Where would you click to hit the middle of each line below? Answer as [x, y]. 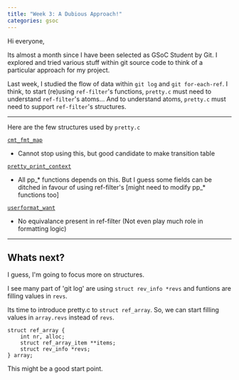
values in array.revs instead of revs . [61, 317]
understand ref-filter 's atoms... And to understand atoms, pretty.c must [117, 99]
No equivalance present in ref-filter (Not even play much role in [110, 221]
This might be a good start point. [55, 369]
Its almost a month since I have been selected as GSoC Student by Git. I [112, 55]
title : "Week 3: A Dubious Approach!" [65, 14]
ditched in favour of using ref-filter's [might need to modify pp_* [112, 187]
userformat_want [31, 207]
